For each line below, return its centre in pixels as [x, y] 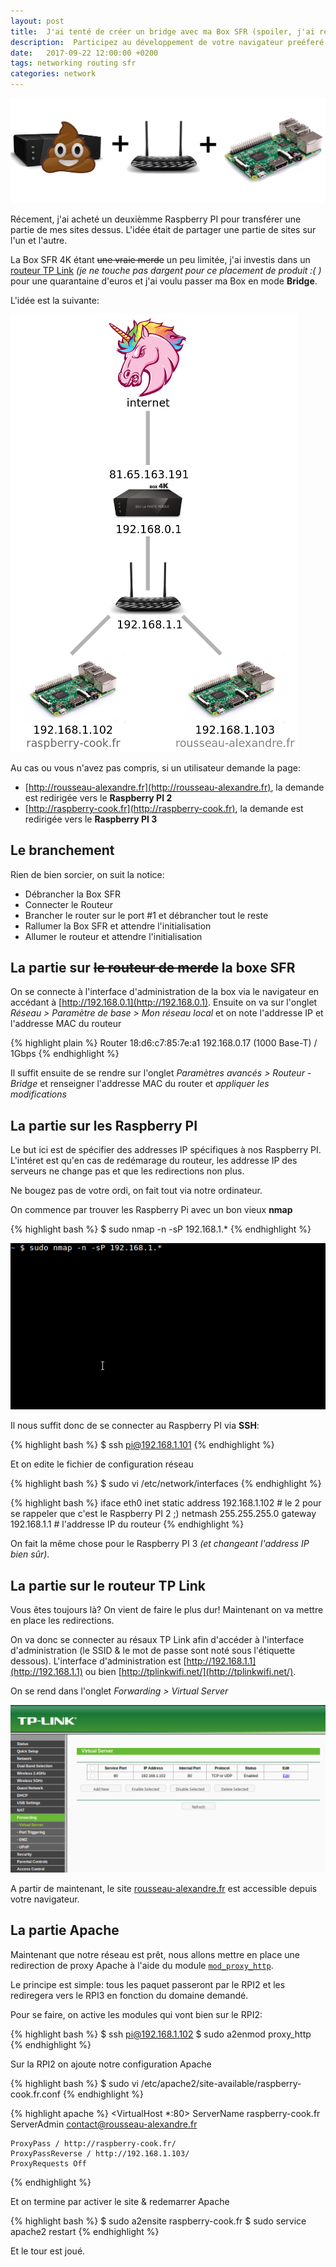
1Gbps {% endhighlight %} [65, 1054]
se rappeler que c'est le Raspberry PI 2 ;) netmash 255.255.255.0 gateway [163, 1514]
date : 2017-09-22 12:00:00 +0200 [84, 53]
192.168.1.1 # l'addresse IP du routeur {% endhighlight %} [127, 1524]
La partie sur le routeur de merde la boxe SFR [153, 968]
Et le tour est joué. [48, 2251]
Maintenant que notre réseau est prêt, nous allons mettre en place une [155, 1954]
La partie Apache [65, 1930]
